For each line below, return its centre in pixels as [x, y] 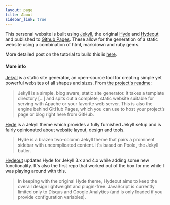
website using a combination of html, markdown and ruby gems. [72, 45]
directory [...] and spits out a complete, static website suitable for [86, 98]
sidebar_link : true [26, 19]
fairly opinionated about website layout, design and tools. [65, 130]
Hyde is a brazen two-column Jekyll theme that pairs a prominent [86, 139]
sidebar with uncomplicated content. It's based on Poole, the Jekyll [88, 145]
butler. [24, 150]
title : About [19, 15]
